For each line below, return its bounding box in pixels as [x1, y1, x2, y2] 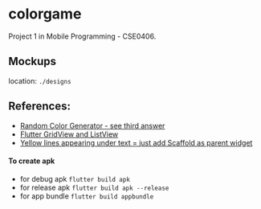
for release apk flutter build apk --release [19, 182, 169, 192]
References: [8, 100, 71, 113]
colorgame [8, 5, 82, 23]
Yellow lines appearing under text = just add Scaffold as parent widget [19, 137, 253, 147]
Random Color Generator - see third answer [19, 121, 165, 130]
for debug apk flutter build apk [19, 174, 131, 183]
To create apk [8, 156, 55, 166]
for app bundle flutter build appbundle [19, 191, 154, 201]
